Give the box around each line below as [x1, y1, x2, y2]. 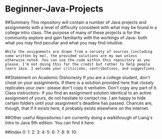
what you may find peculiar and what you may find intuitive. [5, 40, 124, 45]
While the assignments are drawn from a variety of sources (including [5, 49, 152, 54]
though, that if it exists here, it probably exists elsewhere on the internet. [5, 105, 149, 111]
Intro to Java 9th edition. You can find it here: [5, 120, 95, 125]
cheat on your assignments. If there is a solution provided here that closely [5, 80, 154, 85]
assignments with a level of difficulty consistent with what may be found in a [5, 24, 157, 30]
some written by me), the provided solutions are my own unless [5, 53, 137, 58]
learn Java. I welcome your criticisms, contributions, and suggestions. [5, 66, 157, 71]
